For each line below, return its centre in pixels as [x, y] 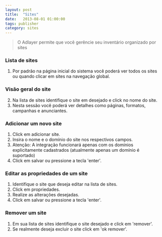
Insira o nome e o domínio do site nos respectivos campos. [72, 140]
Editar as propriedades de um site [47, 173]
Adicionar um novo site [33, 123]
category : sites [22, 28]
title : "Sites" [22, 14]
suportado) [24, 155]
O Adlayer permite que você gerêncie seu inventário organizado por [87, 42]
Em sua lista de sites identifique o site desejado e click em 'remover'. [82, 224]
